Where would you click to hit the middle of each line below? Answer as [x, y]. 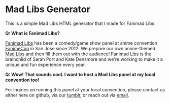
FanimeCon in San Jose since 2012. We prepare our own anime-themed [80, 48]
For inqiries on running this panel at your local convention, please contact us [85, 89]
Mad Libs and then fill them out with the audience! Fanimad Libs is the [78, 54]
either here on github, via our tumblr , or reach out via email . [67, 95]
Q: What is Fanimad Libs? [32, 33]
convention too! [22, 80]
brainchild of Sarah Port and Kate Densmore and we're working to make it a [84, 59]
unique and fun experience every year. [46, 64]
